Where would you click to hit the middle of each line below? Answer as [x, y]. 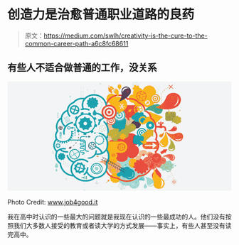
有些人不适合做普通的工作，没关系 [82, 68]
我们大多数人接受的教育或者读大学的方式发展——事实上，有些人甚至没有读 [122, 226]
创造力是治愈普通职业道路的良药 [101, 15]
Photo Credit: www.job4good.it [53, 202]
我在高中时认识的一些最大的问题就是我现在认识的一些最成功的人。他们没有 [116, 217]
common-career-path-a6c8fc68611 [76, 43]
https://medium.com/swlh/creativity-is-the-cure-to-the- [126, 36]
